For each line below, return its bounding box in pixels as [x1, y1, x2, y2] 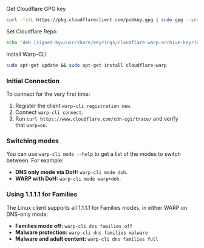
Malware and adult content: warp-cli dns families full [15, 235, 159, 242]
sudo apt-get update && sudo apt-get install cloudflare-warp [6, 62, 167, 69]
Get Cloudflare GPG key [6, 5, 66, 12]
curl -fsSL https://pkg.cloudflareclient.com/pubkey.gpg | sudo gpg [6, 17, 183, 23]
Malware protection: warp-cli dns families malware [15, 229, 148, 236]
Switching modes [6, 136, 59, 145]
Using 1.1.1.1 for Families [6, 190, 78, 199]
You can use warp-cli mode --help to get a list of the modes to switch [6, 150, 181, 158]
